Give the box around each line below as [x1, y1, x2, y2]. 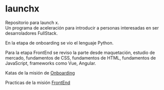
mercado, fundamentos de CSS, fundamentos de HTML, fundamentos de [5, 54, 156, 60]
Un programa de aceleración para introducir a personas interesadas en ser [5, 24, 159, 30]
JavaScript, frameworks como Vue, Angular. [5, 60, 96, 66]
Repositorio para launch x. [5, 19, 59, 25]
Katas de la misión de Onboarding [5, 69, 75, 75]
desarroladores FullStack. [5, 30, 58, 36]
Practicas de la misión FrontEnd [5, 79, 70, 85]
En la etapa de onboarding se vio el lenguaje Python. [5, 39, 114, 45]
